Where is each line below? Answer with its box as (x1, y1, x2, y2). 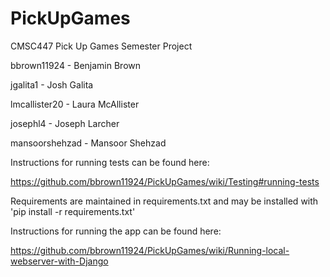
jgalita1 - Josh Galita (10, 78, 94, 91)
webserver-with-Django (10, 255, 109, 267)
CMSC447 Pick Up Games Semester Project (10, 40, 193, 52)
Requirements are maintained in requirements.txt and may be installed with (10, 195, 319, 207)
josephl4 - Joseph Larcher (10, 117, 120, 129)
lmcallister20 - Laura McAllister (10, 98, 140, 110)
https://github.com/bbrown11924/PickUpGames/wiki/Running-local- (10, 244, 290, 256)
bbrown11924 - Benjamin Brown (10, 59, 142, 71)
